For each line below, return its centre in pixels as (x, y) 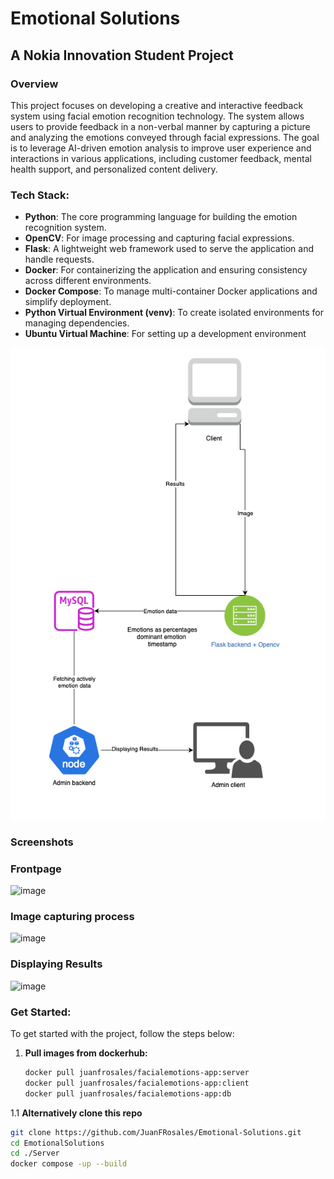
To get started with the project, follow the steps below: (122, 1034)
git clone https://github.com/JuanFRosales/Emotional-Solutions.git (156, 1132)
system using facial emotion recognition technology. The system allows (157, 116)
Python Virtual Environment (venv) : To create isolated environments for (174, 313)
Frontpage (36, 869)
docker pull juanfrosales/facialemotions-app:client (137, 1083)
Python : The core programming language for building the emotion (161, 217)
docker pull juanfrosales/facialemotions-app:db (128, 1093)
